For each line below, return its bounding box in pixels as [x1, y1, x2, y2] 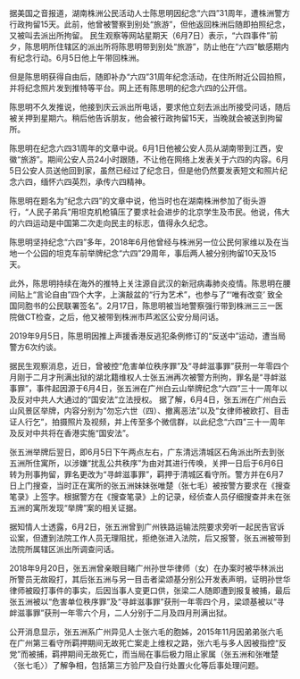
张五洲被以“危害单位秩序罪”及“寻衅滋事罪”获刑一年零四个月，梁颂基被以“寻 [9, 597, 285, 607]
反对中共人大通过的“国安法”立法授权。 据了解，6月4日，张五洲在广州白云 [16, 394, 287, 405]
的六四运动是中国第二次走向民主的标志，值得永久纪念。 [9, 218, 212, 228]
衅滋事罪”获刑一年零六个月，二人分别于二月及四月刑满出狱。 [9, 608, 232, 618]
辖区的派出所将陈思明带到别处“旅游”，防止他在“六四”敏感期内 [63, 41, 289, 52]
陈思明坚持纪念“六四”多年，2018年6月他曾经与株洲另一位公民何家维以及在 [9, 237, 281, 247]
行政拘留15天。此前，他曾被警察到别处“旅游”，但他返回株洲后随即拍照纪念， [9, 19, 290, 29]
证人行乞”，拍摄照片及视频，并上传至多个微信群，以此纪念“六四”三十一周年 [9, 416, 286, 427]
